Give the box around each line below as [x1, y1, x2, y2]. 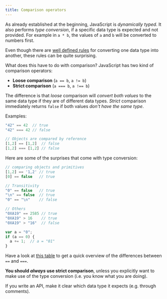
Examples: [5, 113, 27, 119]
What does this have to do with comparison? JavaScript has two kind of [5, 62, 154, 68]
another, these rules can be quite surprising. [5, 52, 97, 58]
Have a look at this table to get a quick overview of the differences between [5, 253, 162, 259]
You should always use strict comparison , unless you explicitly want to [5, 268, 155, 274]
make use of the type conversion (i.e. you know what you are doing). [5, 273, 148, 279]
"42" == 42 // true [5, 123, 49, 128]
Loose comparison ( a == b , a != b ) [12, 77, 87, 83]
